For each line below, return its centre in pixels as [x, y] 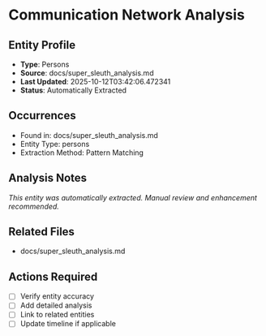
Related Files [42, 232]
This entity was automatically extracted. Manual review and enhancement [133, 197]
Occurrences [42, 116]
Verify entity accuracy [57, 296]
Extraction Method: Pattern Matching [82, 153]
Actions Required [53, 276]
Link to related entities [57, 315]
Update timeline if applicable [68, 324]
